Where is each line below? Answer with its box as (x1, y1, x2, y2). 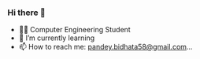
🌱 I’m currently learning (18, 33, 95, 42)
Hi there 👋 (7, 7, 46, 18)
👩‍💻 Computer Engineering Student (18, 25, 131, 35)
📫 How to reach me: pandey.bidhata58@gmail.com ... (18, 42, 193, 52)
